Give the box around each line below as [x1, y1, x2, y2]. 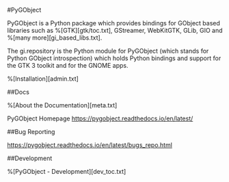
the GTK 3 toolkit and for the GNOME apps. [7, 62, 129, 69]
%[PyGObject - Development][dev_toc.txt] [7, 168, 126, 175]
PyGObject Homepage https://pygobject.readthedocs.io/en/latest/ [7, 114, 193, 122]
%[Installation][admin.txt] [7, 75, 79, 83]
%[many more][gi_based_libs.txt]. [7, 34, 103, 42]
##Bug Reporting [7, 128, 55, 135]
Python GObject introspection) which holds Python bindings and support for [7, 54, 221, 62]
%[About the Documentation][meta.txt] [7, 101, 118, 109]
